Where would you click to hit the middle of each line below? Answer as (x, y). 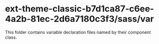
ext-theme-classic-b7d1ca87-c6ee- (80, 9)
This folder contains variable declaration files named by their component (78, 32)
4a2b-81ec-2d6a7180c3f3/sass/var (79, 19)
